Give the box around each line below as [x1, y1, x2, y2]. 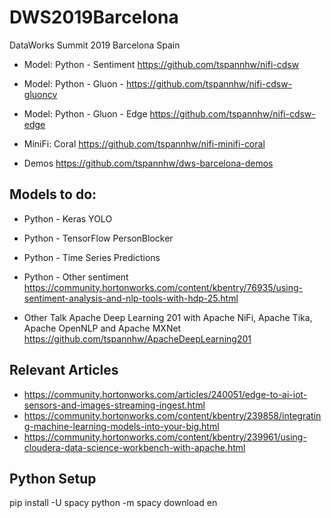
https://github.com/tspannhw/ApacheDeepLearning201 [23, 332, 252, 345]
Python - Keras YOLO [23, 212, 113, 225]
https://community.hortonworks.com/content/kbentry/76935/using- [23, 281, 303, 293]
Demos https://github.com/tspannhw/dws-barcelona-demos [23, 157, 274, 169]
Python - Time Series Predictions [23, 251, 161, 263]
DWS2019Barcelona [9, 6, 179, 29]
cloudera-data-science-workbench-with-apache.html [23, 441, 246, 453]
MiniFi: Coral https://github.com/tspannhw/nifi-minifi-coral [23, 137, 266, 150]
